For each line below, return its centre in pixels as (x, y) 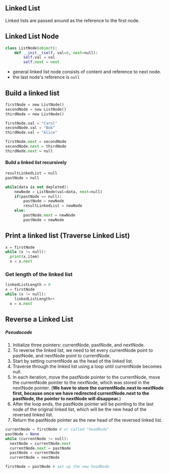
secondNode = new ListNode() (36, 109)
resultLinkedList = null (31, 173)
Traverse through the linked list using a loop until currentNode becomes (87, 366)
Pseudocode (19, 332)
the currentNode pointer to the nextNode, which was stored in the (81, 383)
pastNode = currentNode (35, 453)
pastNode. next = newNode (49, 215)
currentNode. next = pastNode (40, 448)
